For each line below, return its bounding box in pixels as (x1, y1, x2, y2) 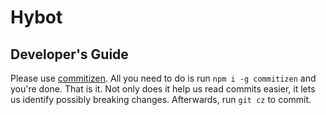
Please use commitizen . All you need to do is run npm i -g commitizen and (10, 72, 317, 84)
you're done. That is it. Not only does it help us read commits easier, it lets (10, 83, 316, 95)
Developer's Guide (10, 46, 129, 63)
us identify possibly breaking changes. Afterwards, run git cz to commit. (10, 94, 312, 105)
